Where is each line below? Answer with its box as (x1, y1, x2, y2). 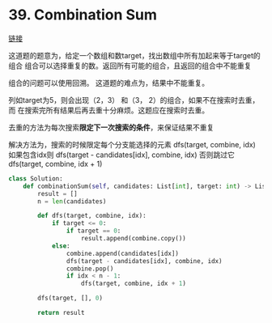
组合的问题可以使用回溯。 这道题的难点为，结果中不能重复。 (8, 78, 209, 87)
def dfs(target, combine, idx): (37, 212, 147, 220)
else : (51, 241, 70, 250)
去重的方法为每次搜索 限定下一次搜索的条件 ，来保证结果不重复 (8, 122, 215, 132)
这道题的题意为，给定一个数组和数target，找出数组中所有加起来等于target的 (8, 50, 261, 60)
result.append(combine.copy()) (80, 235, 186, 243)
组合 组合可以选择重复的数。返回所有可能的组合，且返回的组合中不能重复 (8, 61, 252, 70)
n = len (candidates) (37, 197, 107, 206)
